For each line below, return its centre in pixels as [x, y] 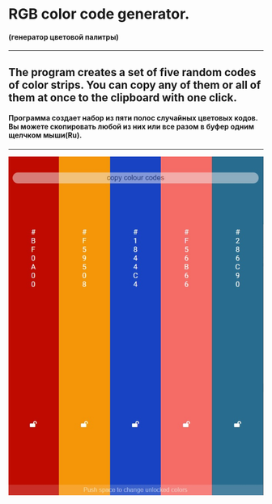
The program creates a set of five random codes [132, 72]
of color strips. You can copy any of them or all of [135, 85]
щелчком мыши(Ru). [45, 135]
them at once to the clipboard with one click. [123, 97]
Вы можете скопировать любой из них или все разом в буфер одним [132, 127]
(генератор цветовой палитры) [64, 36]
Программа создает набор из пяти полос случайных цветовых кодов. [133, 118]
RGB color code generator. [99, 14]
